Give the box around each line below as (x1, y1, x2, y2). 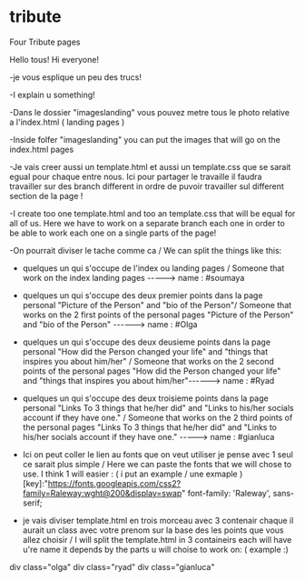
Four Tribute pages (9, 36, 81, 47)
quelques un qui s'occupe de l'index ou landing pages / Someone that (22, 262, 285, 274)
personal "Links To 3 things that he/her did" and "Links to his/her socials (22, 402, 294, 413)
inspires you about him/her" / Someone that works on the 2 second (22, 356, 275, 366)
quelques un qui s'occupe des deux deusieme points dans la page (22, 336, 271, 347)
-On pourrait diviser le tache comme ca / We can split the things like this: (9, 245, 282, 255)
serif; (22, 497, 43, 508)
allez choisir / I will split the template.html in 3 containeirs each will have (22, 534, 292, 545)
